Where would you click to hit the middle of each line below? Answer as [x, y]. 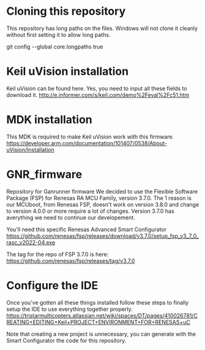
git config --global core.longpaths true [55, 47]
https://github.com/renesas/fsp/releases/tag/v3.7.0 [71, 261]
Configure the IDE [52, 285]
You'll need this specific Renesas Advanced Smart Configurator [87, 229]
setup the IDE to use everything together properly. [69, 309]
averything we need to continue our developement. [71, 217]
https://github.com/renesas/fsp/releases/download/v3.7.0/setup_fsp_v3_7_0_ [102, 236]
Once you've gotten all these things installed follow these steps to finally [98, 302]
